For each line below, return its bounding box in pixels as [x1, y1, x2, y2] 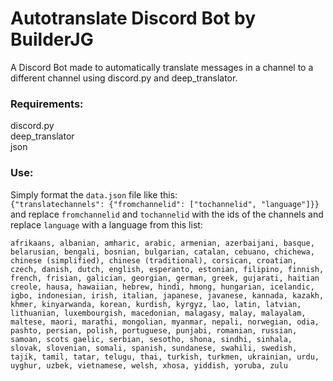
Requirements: [10, 97, 84, 111]
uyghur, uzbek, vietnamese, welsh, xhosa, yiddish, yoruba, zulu [10, 360, 288, 371]
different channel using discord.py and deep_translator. [10, 72, 238, 84]
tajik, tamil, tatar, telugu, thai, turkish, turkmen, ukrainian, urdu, [10, 352, 320, 362]
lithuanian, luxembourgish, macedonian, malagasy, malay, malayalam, [10, 308, 307, 318]
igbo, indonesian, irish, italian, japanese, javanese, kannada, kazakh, [10, 290, 325, 301]
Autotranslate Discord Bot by [10, 7, 256, 30]
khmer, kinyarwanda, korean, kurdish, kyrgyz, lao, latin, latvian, [10, 299, 302, 309]
